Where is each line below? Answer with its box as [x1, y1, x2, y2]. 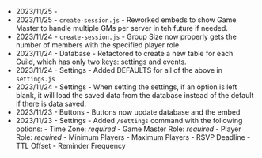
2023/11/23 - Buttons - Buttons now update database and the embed [15, 107, 241, 117]
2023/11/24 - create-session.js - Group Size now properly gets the [15, 32, 237, 41]
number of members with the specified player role [15, 40, 180, 50]
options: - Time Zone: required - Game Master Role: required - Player [15, 124, 241, 134]
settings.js [15, 75, 55, 83]
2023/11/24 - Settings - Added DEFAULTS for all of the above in [15, 66, 223, 74]
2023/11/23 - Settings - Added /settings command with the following [15, 116, 243, 125]
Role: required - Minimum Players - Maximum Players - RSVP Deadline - [15, 133, 251, 141]
